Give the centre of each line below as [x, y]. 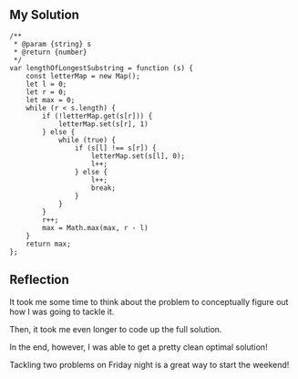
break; [103, 188]
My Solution [45, 15]
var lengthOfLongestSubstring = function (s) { [102, 68]
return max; [48, 244]
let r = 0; [46, 92]
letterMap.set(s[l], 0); [138, 156]
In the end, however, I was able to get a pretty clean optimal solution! [139, 347]
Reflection [40, 280]
